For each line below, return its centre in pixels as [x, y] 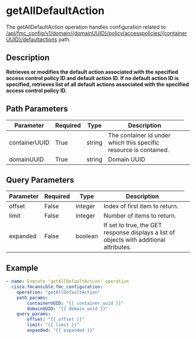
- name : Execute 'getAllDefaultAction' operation [68, 282]
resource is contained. [138, 150]
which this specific [133, 143]
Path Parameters [37, 109]
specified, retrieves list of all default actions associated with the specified [98, 84]
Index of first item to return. [141, 206]
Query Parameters [40, 180]
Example [22, 268]
